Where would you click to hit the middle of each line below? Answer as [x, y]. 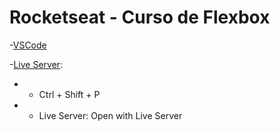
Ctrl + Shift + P [69, 94]
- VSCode [28, 45]
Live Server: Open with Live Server [110, 115]
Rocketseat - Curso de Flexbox [140, 17]
